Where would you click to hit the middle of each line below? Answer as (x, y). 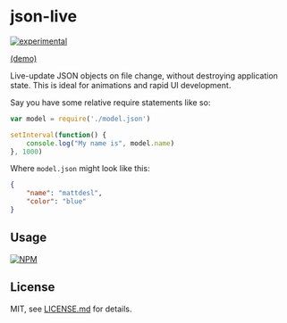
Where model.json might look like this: (80, 169)
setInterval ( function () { (58, 135)
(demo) (24, 58)
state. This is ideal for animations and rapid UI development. (121, 85)
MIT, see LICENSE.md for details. (71, 309)
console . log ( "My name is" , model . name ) (101, 143)
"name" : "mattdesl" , (64, 194)
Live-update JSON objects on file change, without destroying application (144, 75)
